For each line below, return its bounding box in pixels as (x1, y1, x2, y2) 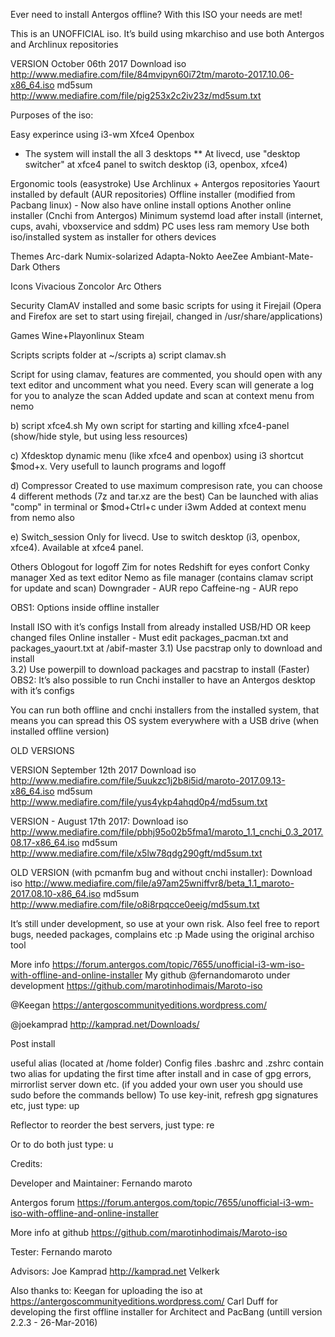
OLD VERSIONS (10, 745, 75, 756)
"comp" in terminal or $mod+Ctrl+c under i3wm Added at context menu (10, 501, 307, 513)
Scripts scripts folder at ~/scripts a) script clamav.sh (10, 349, 227, 361)
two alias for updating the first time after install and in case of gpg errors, (10, 1068, 312, 1079)
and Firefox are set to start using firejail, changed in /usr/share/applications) (10, 310, 323, 322)
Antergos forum (10, 1197, 75, 1208)
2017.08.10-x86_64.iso (10, 888, 102, 899)
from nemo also (10, 512, 75, 523)
